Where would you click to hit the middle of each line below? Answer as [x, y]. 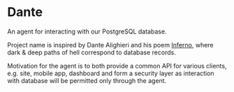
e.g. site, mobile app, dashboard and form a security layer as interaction [111, 73]
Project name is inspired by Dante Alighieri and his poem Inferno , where [111, 45]
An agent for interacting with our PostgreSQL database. [87, 31]
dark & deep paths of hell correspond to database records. [92, 52]
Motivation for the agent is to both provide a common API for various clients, [117, 66]
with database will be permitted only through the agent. [87, 80]
